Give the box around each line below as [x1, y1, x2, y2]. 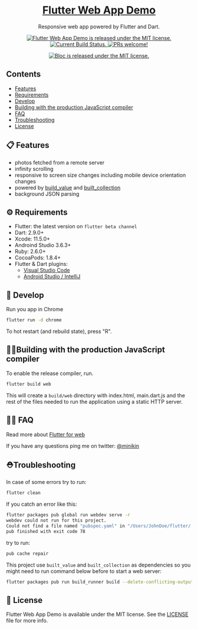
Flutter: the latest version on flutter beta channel [14, 223, 137, 230]
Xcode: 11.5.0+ [14, 235, 50, 242]
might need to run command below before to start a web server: [6, 567, 162, 575]
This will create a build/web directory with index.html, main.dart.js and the [6, 391, 186, 399]
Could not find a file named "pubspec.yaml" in [6, 523, 126, 529]
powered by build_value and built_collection [14, 184, 121, 191]
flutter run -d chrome [6, 317, 62, 323]
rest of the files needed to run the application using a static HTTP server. [6, 398, 183, 405]
